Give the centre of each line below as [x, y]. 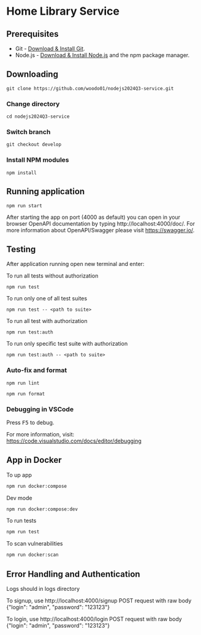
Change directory [33, 104]
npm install [21, 173]
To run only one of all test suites [47, 298]
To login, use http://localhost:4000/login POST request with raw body [94, 619]
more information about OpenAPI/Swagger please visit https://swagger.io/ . [100, 230]
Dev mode [19, 498]
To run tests [21, 521]
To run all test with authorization [47, 321]
